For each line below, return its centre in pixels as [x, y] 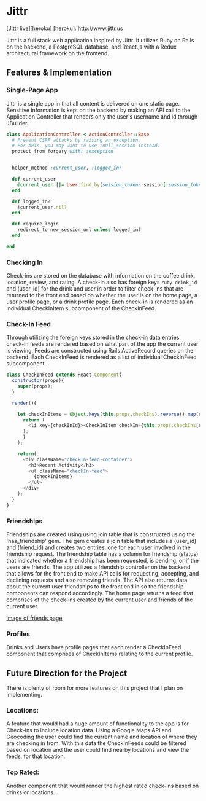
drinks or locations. [31, 792]
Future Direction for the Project [67, 673]
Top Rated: [23, 772]
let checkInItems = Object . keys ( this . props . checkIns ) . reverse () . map [107, 414]
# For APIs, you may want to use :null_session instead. [86, 146]
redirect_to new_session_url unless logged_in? [79, 230]
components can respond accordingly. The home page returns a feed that [100, 593]
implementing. [25, 695]
